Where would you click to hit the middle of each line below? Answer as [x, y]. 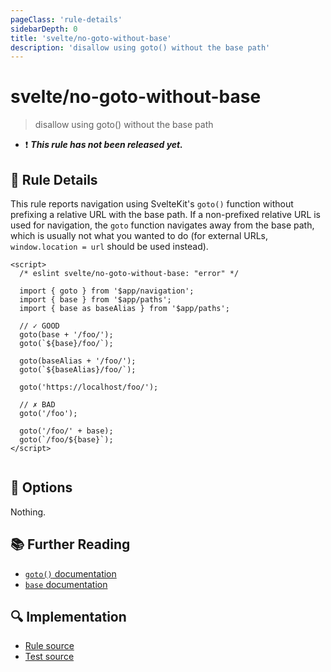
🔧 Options [41, 487]
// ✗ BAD [37, 405]
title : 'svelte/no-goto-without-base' [91, 38]
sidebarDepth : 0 [44, 29]
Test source [49, 657]
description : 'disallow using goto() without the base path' [140, 47]
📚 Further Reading [70, 544]
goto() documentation [70, 573]
